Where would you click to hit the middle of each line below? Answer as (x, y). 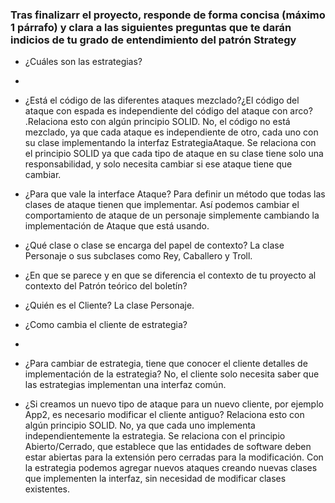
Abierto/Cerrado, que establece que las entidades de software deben (168, 447)
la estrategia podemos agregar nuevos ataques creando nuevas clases (171, 468)
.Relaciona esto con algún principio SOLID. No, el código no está (157, 122)
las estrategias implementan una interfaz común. (125, 385)
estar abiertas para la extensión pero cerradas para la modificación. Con (174, 457)
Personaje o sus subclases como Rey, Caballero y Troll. (138, 256)
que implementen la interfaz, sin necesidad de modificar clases (155, 479)
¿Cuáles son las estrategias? (83, 62)
